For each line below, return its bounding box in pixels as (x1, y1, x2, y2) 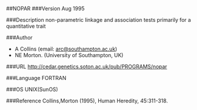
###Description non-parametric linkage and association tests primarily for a (6, 16, 191, 23)
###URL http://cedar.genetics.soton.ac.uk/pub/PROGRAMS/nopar (6, 63, 167, 70)
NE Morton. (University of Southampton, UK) (14, 52, 124, 58)
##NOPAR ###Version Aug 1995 (6, 5, 85, 12)
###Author (6, 34, 33, 41)
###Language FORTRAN (6, 75, 67, 81)
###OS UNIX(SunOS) (6, 86, 58, 93)
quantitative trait (6, 23, 46, 29)
